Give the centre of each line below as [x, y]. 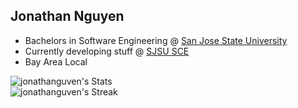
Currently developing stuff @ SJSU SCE [107, 51]
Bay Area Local [56, 61]
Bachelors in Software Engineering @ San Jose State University [156, 40]
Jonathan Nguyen [67, 16]
